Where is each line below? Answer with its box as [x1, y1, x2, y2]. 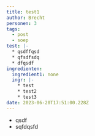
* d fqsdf [12, 60, 34, 66]
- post [12, 32, 29, 38]
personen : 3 [6, 20, 37, 26]
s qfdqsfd [15, 123, 39, 130]
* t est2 [17, 88, 37, 95]
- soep [12, 37, 29, 43]
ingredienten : [6, 65, 43, 72]
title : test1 [6, 9, 40, 15]
